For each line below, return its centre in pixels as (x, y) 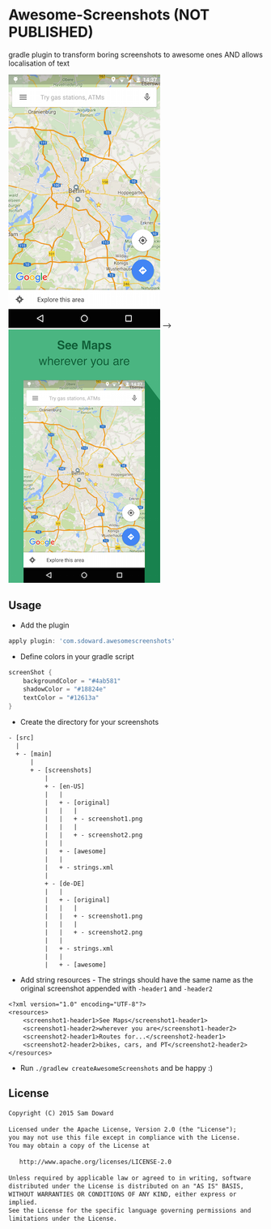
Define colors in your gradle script (77, 656)
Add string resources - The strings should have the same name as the (136, 980)
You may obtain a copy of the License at (79, 1145)
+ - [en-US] (64, 786)
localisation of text (39, 63)
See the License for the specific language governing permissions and (130, 1210)
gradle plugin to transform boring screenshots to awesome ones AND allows (135, 54)
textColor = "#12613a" (61, 698)
